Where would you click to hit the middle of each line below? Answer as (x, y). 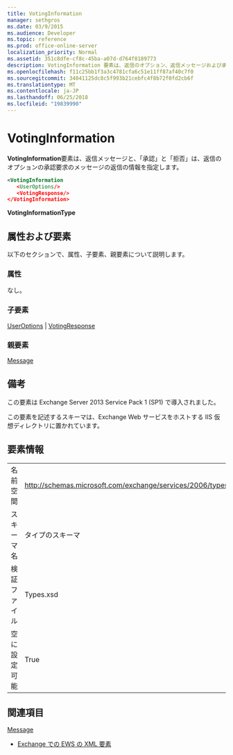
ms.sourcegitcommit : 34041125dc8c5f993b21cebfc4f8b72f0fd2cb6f (101, 78)
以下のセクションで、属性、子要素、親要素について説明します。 (98, 255)
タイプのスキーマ (53, 535)
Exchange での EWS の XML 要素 (64, 744)
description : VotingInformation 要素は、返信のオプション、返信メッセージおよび (114, 65)
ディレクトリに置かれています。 (58, 425)
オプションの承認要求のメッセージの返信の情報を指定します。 (95, 167)
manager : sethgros (34, 20)
